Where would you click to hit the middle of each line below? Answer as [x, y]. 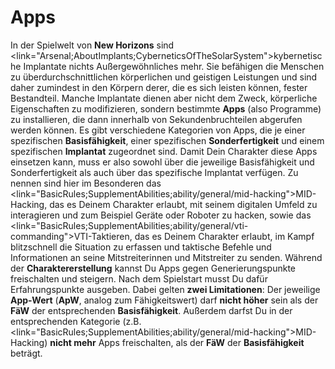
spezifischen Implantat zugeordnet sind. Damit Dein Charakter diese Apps [164, 151]
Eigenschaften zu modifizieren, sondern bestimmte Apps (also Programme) [166, 108]
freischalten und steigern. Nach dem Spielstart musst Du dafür [139, 278]
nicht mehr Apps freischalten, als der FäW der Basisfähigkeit [177, 342]
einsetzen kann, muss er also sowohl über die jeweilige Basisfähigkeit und [162, 162]
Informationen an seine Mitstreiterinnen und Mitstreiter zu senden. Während [166, 257]
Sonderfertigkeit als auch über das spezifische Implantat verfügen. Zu [154, 172]
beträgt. [26, 353]
